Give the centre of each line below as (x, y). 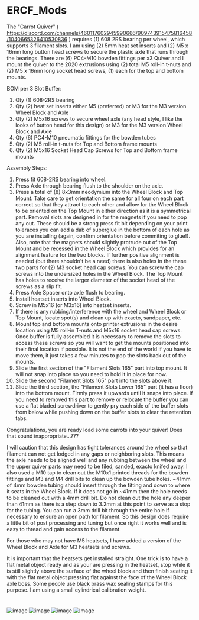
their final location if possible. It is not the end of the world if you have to (103, 349)
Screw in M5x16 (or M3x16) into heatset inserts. (73, 305)
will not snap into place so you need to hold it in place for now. (91, 374)
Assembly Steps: (27, 168)
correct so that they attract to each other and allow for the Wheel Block (102, 204)
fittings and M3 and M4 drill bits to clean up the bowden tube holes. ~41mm (99, 479)
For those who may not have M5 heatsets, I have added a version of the (94, 540)
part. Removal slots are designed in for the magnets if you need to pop (101, 217)
